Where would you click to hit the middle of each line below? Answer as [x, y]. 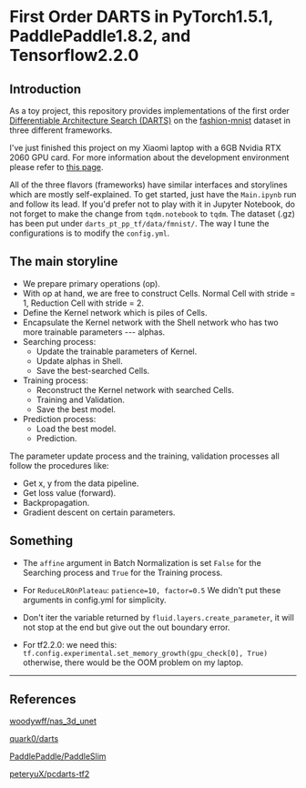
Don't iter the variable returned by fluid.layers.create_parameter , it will [158, 617]
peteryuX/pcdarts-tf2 [50, 774]
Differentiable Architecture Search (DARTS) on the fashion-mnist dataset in [150, 121]
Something [41, 541]
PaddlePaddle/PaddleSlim [58, 756]
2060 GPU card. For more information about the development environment [149, 157]
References [43, 699]
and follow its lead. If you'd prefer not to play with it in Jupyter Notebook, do [153, 204]
